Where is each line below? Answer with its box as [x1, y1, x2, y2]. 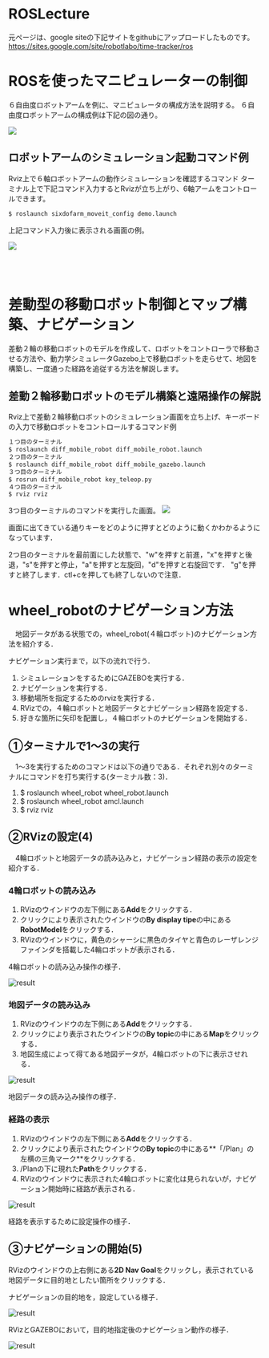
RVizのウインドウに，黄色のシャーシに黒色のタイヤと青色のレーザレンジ [19, 935, 259, 945]
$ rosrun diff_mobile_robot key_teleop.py [8, 475, 152, 484]
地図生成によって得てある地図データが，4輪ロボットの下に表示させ [19, 1049, 242, 1059]
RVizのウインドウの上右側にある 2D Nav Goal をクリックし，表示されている [8, 1265, 255, 1275]
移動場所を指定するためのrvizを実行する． [19, 693, 159, 703]
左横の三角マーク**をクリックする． [19, 1153, 140, 1163]
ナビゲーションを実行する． [19, 683, 112, 693]
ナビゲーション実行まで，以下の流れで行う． [8, 656, 155, 666]
